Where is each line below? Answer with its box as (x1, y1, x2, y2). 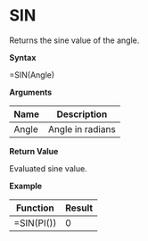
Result (65, 202, 94, 214)
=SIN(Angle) (9, 69, 55, 80)
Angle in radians (47, 122, 116, 135)
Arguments (9, 87, 53, 97)
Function (16, 202, 55, 214)
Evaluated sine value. (9, 162, 87, 174)
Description (56, 108, 108, 120)
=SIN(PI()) (13, 216, 57, 229)
